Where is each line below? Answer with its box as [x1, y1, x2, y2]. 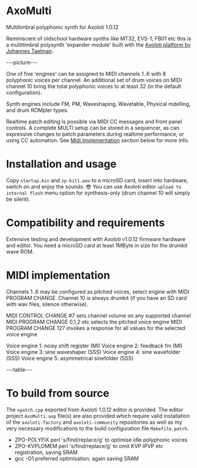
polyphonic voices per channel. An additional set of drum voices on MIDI [6, 76, 182, 83]
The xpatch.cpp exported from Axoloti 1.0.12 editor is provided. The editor [6, 406, 183, 413]
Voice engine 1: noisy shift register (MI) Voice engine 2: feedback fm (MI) [6, 342, 183, 349]
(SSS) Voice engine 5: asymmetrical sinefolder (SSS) [6, 355, 134, 362]
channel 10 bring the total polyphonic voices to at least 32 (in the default [6, 82, 181, 89]
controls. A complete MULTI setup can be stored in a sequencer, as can [6, 124, 179, 131]
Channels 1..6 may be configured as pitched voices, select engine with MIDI [6, 288, 189, 295]
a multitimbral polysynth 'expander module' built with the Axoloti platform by [6, 41, 191, 48]
